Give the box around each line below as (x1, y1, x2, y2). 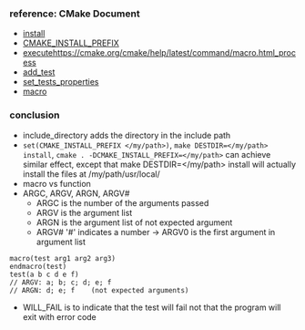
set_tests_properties (22, 77, 99, 88)
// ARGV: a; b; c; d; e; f (9, 277, 112, 287)
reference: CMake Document (9, 7, 140, 20)
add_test (22, 67, 56, 77)
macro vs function (22, 178, 91, 189)
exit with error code (22, 311, 97, 322)
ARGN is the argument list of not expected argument (36, 217, 233, 228)
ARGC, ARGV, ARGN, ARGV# (22, 188, 130, 199)
